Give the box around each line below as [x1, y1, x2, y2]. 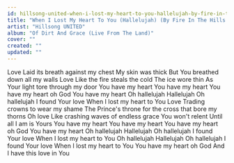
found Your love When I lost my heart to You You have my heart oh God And [7, 141, 225, 150]
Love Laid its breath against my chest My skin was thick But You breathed [7, 67, 219, 76]
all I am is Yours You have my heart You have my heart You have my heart [7, 119, 218, 128]
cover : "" [7, 36, 36, 43]
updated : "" [7, 49, 42, 56]
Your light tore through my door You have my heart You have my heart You [7, 83, 221, 91]
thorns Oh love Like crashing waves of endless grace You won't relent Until [7, 112, 223, 120]
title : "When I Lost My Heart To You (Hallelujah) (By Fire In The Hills [7, 17, 226, 24]
